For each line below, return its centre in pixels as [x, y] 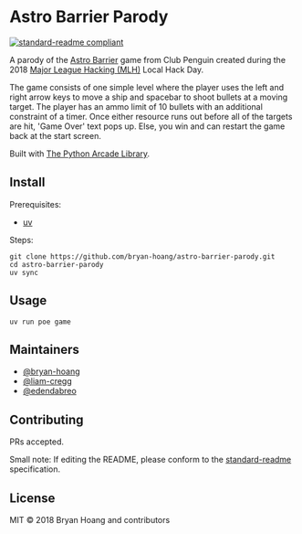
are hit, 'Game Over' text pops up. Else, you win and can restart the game [147, 126]
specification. [35, 469]
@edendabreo [50, 391]
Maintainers [45, 349]
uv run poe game [40, 322]
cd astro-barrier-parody [57, 264]
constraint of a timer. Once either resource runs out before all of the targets [151, 116]
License [32, 498]
